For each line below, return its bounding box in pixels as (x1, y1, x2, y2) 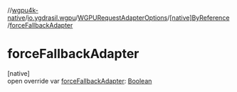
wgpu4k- (11, 6, 39, 14)
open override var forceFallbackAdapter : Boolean (7, 76, 152, 85)
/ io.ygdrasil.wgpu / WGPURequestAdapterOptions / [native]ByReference (24, 13, 230, 22)
